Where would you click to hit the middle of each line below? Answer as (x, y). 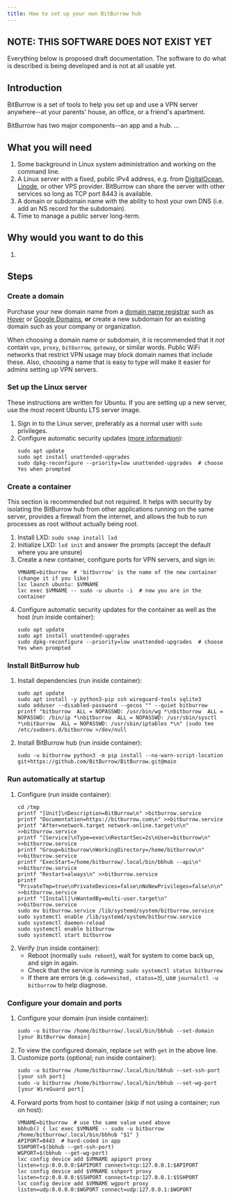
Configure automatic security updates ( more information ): (100, 438)
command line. (39, 172)
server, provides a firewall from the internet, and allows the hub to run (107, 516)
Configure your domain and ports (65, 1003)
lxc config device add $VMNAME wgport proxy (83, 1184)
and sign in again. (53, 963)
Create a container (39, 487)
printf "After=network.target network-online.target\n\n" (103, 826)
